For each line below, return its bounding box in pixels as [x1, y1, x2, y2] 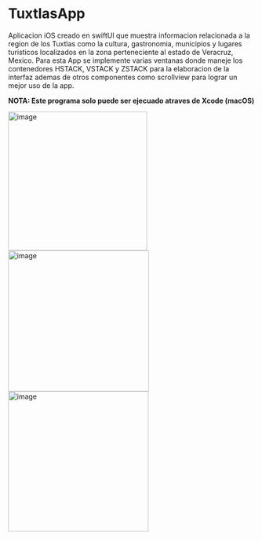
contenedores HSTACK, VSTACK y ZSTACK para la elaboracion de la [8, 64, 230, 73]
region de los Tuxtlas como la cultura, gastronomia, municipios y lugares [8, 38, 242, 48]
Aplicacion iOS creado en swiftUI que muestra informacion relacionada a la [8, 31, 251, 40]
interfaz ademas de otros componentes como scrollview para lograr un [8, 72, 238, 82]
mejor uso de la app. [8, 80, 75, 90]
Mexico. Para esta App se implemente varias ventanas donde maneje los [8, 56, 243, 65]
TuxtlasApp [8, 5, 86, 23]
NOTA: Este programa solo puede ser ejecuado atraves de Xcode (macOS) [8, 96, 255, 105]
